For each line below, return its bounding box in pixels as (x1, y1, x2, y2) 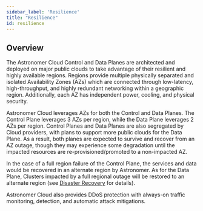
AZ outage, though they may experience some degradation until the (6, 142, 175, 149)
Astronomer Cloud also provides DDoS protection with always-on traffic (6, 191, 186, 198)
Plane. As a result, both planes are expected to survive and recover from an (6, 135, 195, 143)
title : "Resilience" (6, 15, 59, 21)
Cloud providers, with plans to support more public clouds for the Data (6, 129, 182, 136)
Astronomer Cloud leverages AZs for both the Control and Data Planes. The (6, 109, 195, 117)
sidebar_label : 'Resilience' (6, 9, 80, 15)
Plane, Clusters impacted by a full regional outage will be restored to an (6, 173, 185, 180)
